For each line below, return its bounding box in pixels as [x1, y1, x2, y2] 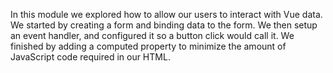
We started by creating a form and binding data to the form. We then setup [10, 19, 318, 31]
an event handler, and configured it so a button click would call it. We [10, 30, 295, 41]
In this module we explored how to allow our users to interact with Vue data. [10, 9, 323, 20]
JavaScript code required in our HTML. [10, 51, 171, 63]
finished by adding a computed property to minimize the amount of [10, 40, 287, 52]
